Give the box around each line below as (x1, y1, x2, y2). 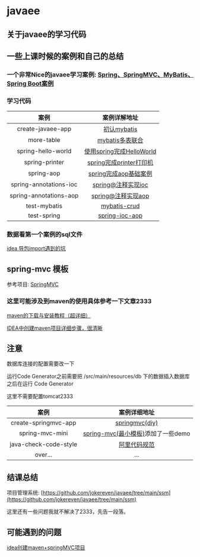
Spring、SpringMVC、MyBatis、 (97, 70, 194, 78)
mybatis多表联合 (97, 136, 144, 145)
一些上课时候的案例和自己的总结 (7, 51, 124, 61)
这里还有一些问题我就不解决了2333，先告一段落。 (7, 508, 129, 515)
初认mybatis (103, 125, 138, 133)
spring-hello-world (17, 147, 72, 155)
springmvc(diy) (115, 419, 158, 427)
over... (34, 451, 52, 459)
